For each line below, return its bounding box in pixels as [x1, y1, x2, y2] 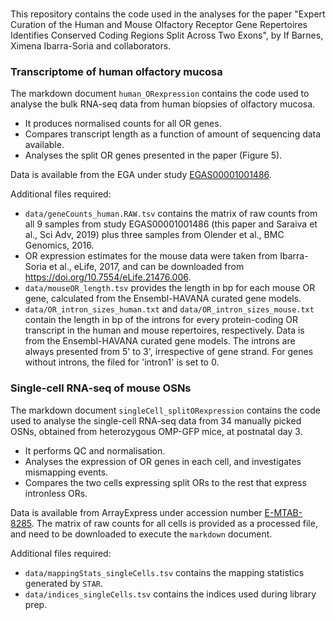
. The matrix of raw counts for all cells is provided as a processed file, [31, 517, 318, 529]
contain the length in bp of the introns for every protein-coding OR [24, 314, 299, 326]
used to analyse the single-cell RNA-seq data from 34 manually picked [10, 414, 302, 427]
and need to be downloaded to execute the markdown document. [10, 528, 273, 540]
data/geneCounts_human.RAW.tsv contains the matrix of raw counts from [24, 208, 318, 220]
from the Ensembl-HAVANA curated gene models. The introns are [24, 335, 296, 347]
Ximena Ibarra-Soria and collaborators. [10, 39, 172, 52]
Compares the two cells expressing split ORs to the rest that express [24, 476, 307, 488]
